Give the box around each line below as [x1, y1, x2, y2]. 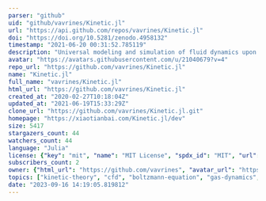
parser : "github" [8, 11, 66, 20]
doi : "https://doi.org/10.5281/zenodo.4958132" [8, 33, 169, 42]
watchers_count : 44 [8, 136, 73, 145]
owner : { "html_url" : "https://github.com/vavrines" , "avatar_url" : [8, 166, 236, 174]
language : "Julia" [8, 144, 69, 152]
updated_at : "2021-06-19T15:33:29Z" [8, 100, 129, 108]
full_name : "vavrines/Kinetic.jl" [8, 78, 123, 85]
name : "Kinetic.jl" [8, 70, 73, 78]
